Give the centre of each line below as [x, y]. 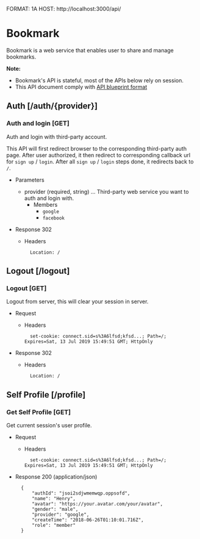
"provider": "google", [60, 515]
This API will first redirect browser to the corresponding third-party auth [97, 148]
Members [45, 204]
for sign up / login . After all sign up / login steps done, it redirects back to [100, 162]
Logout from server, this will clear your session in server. [77, 302]
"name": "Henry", [54, 499]
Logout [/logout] [38, 271]
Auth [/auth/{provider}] [52, 106]
